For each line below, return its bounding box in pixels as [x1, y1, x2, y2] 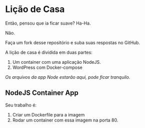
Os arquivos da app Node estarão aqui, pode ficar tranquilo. [5, 74, 130, 80]
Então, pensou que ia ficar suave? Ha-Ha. [5, 20, 91, 26]
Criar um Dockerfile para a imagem [12, 111, 85, 117]
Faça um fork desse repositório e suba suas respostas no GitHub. [5, 39, 140, 46]
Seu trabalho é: [5, 102, 36, 108]
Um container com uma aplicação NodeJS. [12, 59, 101, 65]
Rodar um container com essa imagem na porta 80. [12, 117, 118, 123]
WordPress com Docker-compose [12, 64, 82, 70]
